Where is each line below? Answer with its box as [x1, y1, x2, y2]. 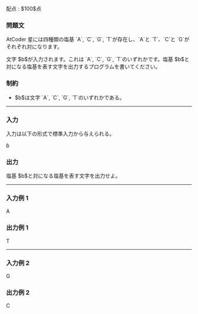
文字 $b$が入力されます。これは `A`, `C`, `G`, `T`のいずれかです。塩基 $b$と [6, 55, 190, 63]
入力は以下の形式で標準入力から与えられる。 [6, 130, 115, 137]
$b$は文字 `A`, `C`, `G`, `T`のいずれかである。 [14, 94, 125, 101]
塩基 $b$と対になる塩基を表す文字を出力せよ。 [6, 172, 121, 179]
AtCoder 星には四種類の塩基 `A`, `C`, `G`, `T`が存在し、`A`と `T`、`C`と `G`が [6, 36, 190, 43]
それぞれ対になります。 [6, 43, 63, 50]
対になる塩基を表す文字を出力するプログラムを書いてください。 [6, 63, 161, 70]
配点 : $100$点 [6, 5, 42, 12]
